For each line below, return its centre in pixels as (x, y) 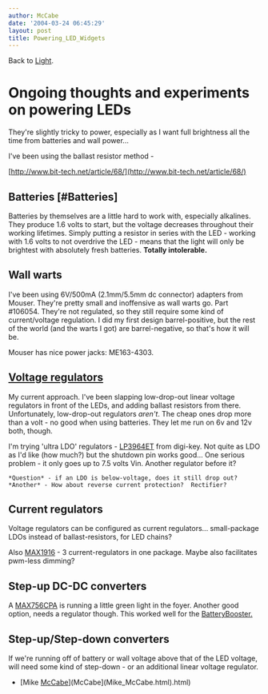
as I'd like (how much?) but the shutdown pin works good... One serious (127, 455)
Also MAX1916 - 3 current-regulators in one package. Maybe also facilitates (133, 552)
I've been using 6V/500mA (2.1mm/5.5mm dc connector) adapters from (126, 294)
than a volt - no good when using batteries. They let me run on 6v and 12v (130, 422)
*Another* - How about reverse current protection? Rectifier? (118, 485)
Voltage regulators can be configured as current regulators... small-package (134, 528)
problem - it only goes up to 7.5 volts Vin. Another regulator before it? (122, 463)
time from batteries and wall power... (69, 141)
